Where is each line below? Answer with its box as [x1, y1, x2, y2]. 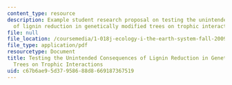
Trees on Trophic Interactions [13, 61, 104, 68]
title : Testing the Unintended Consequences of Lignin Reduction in [7, 55, 209, 62]
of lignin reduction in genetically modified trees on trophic [13, 23, 199, 29]
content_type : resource [7, 10, 76, 17]
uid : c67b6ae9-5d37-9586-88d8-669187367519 [7, 67, 135, 74]
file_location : [7, 36, 51, 42]
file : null [7, 29, 39, 36]
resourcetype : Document [7, 49, 76, 56]
